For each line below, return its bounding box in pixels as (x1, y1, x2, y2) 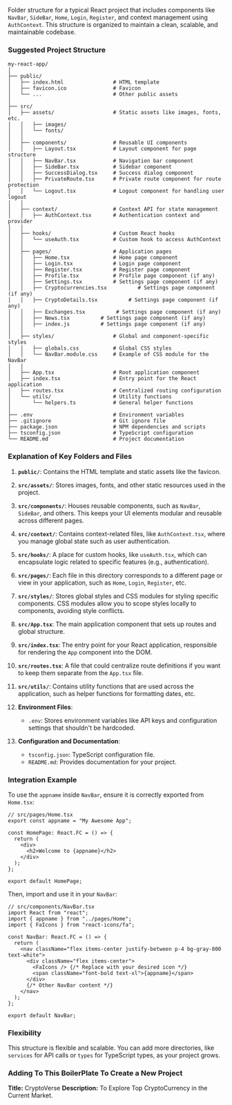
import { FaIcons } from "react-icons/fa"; (8, 921, 135, 928)
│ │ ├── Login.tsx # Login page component (8, 261, 182, 267)
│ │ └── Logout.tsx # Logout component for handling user (8, 188, 225, 195)
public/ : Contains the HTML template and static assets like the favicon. (17, 467, 222, 475)
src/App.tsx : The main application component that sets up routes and (17, 620, 217, 628)
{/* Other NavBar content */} (26, 981, 113, 989)
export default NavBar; (8, 1012, 77, 1019)
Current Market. (8, 1091, 54, 1099)
